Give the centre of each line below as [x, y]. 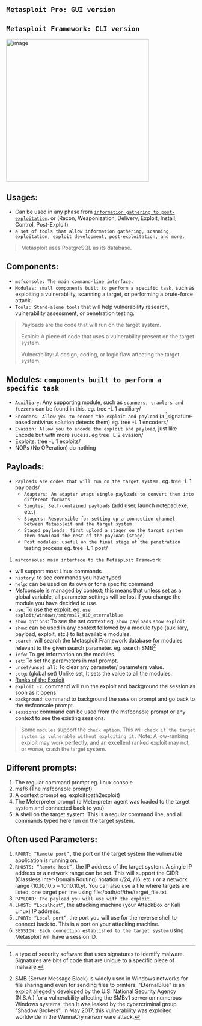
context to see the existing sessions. [60, 718]
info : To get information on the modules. [65, 654]
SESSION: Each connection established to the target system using [99, 930]
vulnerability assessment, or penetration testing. [75, 313]
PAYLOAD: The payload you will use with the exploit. [84, 899]
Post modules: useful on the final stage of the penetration [102, 542]
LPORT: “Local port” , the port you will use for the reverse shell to [96, 918]
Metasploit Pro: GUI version [61, 10]
